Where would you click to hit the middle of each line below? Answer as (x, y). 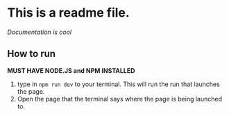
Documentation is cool (39, 32)
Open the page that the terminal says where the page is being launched (120, 99)
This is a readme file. (68, 13)
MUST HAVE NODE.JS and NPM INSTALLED (71, 70)
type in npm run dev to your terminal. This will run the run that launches (118, 84)
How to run (32, 54)
